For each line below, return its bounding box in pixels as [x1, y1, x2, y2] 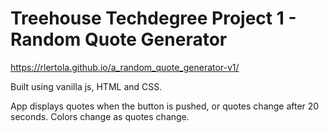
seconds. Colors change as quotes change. [10, 110, 190, 122]
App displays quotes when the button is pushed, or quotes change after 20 [10, 100, 320, 112]
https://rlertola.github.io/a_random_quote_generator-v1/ [10, 61, 240, 73]
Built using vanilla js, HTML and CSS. [10, 80, 163, 92]
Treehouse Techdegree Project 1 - [10, 7, 297, 30]
